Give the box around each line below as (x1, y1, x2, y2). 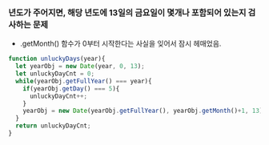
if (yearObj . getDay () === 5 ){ (22, 84, 120, 93)
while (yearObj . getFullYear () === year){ (15, 77, 152, 85)
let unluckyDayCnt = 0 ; (15, 70, 94, 78)
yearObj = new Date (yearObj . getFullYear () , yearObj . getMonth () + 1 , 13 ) (22, 107, 263, 115)
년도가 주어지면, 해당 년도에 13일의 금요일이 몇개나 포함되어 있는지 (8, 6, 247, 18)
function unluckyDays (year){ (8, 54, 106, 63)
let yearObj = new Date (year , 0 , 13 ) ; (15, 62, 146, 70)
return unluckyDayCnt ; (15, 122, 91, 130)
